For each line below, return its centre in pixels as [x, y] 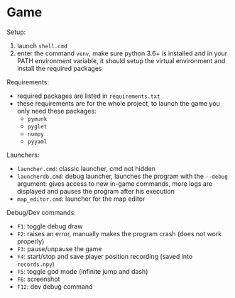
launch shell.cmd [42, 45]
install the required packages [59, 68]
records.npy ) [35, 264]
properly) [31, 241]
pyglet [37, 126]
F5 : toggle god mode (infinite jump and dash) [82, 271]
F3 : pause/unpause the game [59, 248]
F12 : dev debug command [55, 286]
